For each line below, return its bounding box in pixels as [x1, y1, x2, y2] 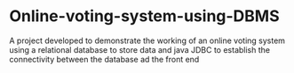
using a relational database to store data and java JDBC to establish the [9, 44, 271, 55]
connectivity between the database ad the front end [9, 54, 200, 64]
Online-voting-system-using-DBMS [9, 6, 280, 26]
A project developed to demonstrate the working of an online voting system [9, 35, 286, 46]
